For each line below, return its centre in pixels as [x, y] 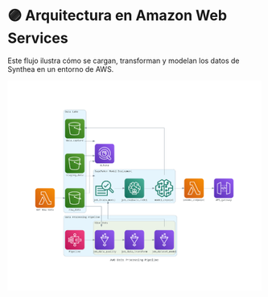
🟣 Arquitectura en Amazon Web [117, 16]
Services [38, 38]
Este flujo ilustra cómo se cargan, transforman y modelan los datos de [124, 61]
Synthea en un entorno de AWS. [61, 69]
